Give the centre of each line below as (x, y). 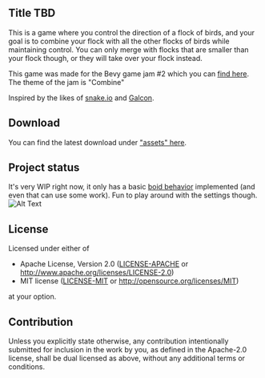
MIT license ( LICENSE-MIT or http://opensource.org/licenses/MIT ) (129, 281)
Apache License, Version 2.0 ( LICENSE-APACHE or (104, 264)
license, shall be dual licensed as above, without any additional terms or (127, 358)
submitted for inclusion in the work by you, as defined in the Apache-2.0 (127, 350)
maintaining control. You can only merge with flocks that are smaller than (129, 49)
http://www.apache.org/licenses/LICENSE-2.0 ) (97, 273)
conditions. (27, 367)
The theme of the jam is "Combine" (66, 82)
